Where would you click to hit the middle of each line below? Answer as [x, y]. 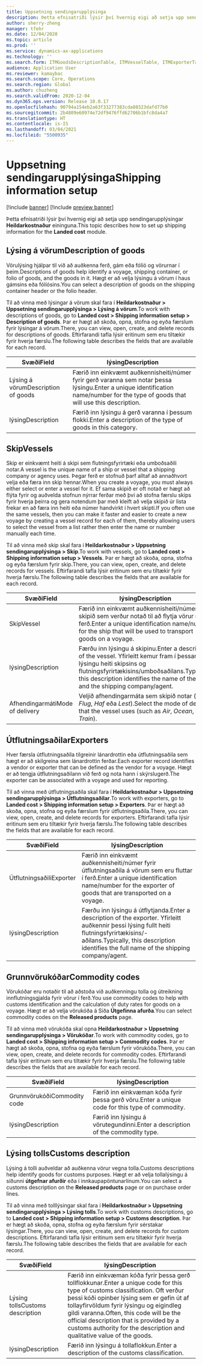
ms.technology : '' [29, 57]
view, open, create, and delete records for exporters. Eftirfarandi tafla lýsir [98, 818]
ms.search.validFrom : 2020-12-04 [48, 96]
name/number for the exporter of [128, 885]
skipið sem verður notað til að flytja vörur [136, 617]
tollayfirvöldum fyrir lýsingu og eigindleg [124, 1305]
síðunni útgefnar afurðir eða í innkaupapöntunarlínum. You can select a [94, 1181]
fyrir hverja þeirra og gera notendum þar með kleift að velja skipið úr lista [96, 501]
